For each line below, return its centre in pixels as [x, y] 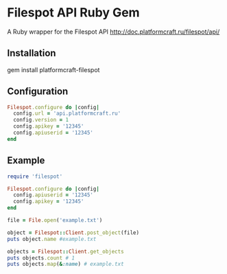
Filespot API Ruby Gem [73, 13]
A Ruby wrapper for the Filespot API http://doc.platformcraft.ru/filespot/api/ [113, 32]
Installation [32, 53]
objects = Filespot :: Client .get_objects [66, 251]
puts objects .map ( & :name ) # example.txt [66, 264]
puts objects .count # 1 [41, 258]
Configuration [38, 92]
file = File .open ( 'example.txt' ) [55, 220]
